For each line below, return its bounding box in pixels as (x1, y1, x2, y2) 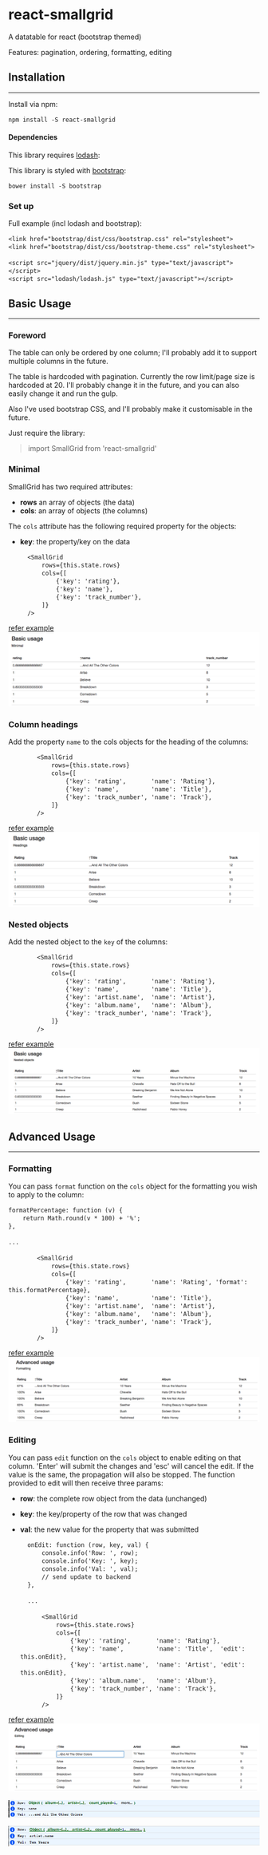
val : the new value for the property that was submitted (19, 1525, 199, 1534)
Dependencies (8, 132, 58, 142)
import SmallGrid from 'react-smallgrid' (27, 444, 157, 453)
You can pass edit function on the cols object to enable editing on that (8, 1453, 242, 1462)
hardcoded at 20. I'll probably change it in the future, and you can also (8, 381, 239, 390)
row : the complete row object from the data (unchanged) (19, 1493, 207, 1503)
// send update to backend (41, 1572, 132, 1581)
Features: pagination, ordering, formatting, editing (8, 47, 172, 57)
